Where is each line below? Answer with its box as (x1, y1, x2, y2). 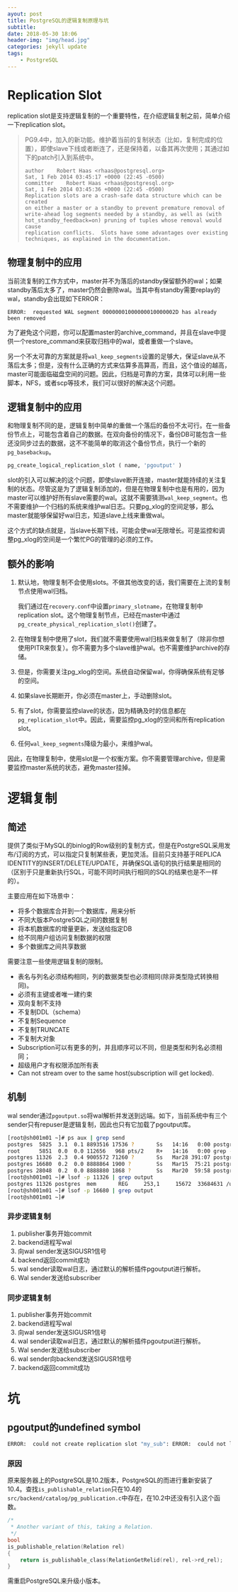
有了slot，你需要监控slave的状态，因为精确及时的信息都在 (17, 707, 186, 714)
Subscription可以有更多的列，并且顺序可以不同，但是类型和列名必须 (17, 1043, 217, 1051)
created (24, 198, 47, 206)
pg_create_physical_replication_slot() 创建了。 (17, 620, 161, 628)
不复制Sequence (17, 1016, 67, 1025)
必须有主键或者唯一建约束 (17, 990, 93, 998)
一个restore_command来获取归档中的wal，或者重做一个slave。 (13, 337, 197, 345)
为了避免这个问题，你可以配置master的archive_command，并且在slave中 (7, 327, 220, 337)
